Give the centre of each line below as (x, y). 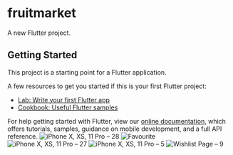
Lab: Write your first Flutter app (64, 100)
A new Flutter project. (39, 33)
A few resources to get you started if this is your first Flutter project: (107, 86)
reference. (22, 136)
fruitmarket (42, 13)
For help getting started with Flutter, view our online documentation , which (117, 121)
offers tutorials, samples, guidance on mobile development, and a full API (115, 129)
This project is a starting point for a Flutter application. (87, 72)
